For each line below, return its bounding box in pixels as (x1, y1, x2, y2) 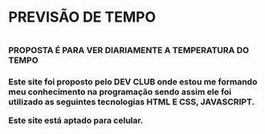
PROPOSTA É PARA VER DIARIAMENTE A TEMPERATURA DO (8, 45, 250, 56)
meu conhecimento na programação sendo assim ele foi (8, 87, 232, 98)
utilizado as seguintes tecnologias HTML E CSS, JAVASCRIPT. (8, 96, 255, 108)
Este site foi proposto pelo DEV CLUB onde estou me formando (8, 76, 258, 87)
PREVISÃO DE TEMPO (8, 8, 157, 26)
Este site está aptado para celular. (8, 115, 144, 126)
